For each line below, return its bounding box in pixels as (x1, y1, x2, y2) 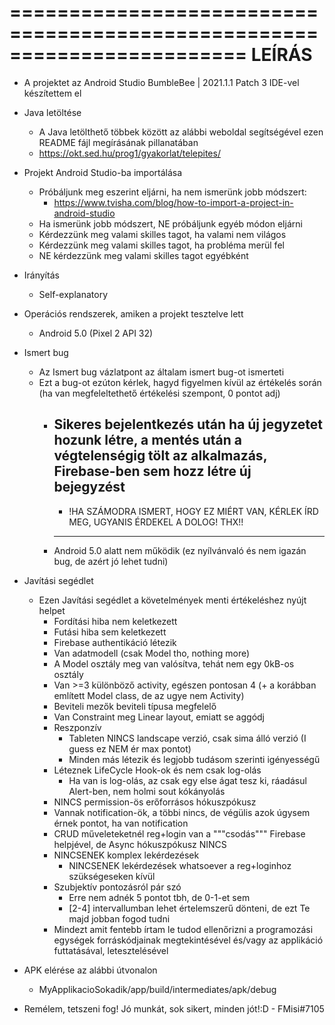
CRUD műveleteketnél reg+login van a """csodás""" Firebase (53, 827, 306, 840)
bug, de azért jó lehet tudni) (53, 555, 169, 567)
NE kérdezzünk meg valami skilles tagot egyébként (38, 249, 249, 261)
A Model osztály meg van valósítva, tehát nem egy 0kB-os (53, 657, 295, 670)
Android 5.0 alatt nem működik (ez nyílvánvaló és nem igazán (53, 544, 307, 556)
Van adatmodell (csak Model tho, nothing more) (53, 647, 251, 659)
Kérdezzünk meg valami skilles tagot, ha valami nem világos (38, 228, 287, 240)
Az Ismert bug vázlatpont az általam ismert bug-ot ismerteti (38, 366, 285, 378)
